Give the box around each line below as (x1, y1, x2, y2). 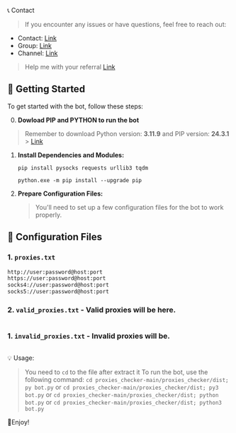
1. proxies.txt (7, 252, 55, 262)
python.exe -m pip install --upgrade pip (17, 176, 142, 184)
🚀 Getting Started (7, 83, 86, 95)
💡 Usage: (7, 354, 35, 362)
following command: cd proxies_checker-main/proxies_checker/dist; (24, 375, 229, 383)
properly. (35, 210, 62, 219)
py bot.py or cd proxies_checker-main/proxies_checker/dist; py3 (24, 383, 219, 391)
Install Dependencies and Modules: (17, 150, 125, 159)
